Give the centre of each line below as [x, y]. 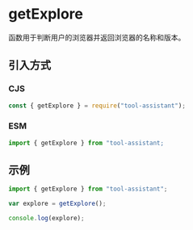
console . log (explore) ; [46, 219]
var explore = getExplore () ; [57, 204]
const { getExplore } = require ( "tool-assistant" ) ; [97, 106]
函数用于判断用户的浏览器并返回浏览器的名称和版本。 [97, 37]
